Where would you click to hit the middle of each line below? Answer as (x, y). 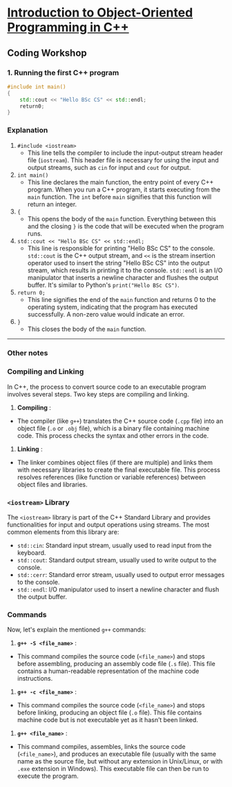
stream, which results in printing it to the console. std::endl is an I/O (125, 270)
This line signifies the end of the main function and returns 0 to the (122, 299)
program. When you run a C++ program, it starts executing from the (124, 189)
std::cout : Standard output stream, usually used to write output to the (117, 560)
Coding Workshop (47, 53)
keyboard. (31, 553)
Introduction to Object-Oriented (100, 13)
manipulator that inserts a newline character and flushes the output (123, 277)
